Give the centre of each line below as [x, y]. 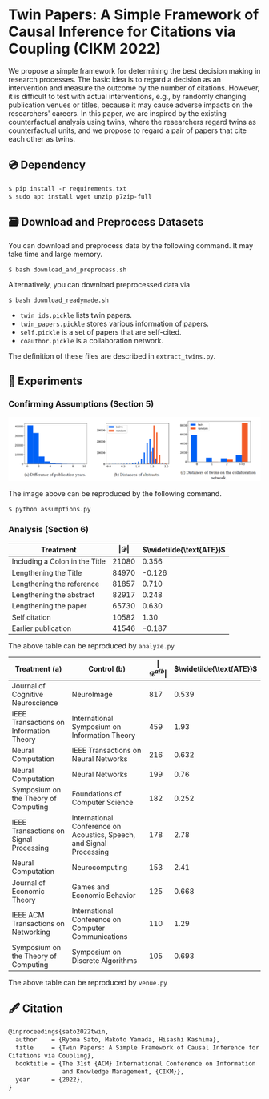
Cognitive [28, 694]
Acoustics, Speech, [104, 835]
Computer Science [102, 803]
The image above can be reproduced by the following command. [115, 494]
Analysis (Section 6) [49, 530]
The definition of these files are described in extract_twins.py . [112, 356]
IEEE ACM [28, 915]
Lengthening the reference [56, 584]
